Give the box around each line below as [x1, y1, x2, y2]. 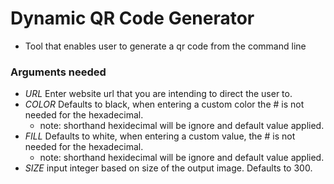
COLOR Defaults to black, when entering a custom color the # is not [24, 98, 305, 111]
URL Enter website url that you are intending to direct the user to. [24, 88, 293, 100]
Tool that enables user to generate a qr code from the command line [24, 40, 307, 52]
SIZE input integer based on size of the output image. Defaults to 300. [24, 162, 313, 174]
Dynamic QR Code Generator [10, 7, 255, 30]
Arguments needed [10, 65, 107, 79]
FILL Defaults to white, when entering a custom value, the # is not [24, 130, 296, 142]
